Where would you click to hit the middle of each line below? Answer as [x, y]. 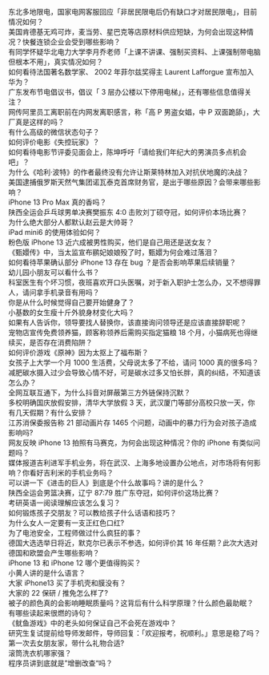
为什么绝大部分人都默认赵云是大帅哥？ [71, 222]
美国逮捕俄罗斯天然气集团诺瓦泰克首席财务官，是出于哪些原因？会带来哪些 [131, 182]
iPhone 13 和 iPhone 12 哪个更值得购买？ [75, 563]
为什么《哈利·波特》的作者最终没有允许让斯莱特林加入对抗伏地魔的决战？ [129, 172]
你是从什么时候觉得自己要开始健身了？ [71, 302]
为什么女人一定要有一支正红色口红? [66, 523]
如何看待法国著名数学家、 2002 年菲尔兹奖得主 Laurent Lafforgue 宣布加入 [131, 72]
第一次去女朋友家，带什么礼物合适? [66, 643]
